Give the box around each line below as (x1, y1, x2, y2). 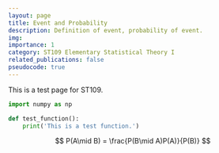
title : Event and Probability (8, 19, 108, 27)
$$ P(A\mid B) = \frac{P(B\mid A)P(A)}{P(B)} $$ (55, 136, 211, 146)
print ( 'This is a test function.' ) (22, 122, 140, 130)
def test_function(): (8, 114, 80, 123)
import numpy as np (8, 100, 73, 108)
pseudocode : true (8, 63, 66, 71)
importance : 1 (8, 41, 55, 49)
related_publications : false (8, 56, 104, 64)
